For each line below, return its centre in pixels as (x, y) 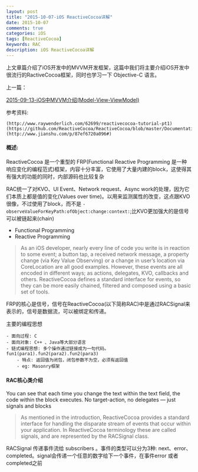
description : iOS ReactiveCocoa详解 (50, 50)
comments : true (25, 28)
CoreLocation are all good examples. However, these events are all (101, 266)
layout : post (22, 11)
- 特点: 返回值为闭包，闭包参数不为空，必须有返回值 (72, 360)
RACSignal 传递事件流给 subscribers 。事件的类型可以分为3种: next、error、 (99, 448)
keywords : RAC (24, 45)
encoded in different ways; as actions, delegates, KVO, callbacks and (104, 273)
